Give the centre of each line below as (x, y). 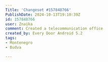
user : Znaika (19, 24)
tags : (11, 38)
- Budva (13, 47)
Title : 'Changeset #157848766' (38, 10)
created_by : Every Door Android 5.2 (44, 33)
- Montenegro (19, 43)
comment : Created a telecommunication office (54, 29)
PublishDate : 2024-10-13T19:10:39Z (43, 15)
